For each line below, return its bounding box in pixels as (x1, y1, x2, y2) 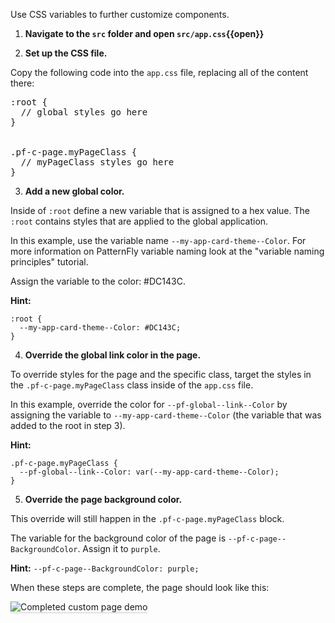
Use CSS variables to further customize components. (10, 9, 230, 20)
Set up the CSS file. (24, 47, 108, 59)
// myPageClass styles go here (20, 157, 175, 168)
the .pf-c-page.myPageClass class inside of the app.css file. (10, 379, 254, 391)
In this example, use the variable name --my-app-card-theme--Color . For (10, 235, 307, 246)
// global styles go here (20, 107, 148, 118)
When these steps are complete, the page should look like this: (10, 582, 270, 593)
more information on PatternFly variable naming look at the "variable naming (10, 245, 325, 257)
